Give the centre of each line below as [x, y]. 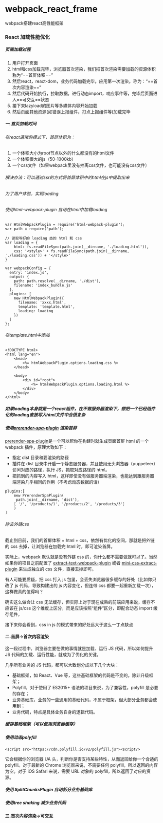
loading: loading [36, 311]
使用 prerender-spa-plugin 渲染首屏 [41, 428]
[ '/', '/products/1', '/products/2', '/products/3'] [69, 504]
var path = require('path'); [35, 229]
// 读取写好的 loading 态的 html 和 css [44, 238]
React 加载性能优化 [27, 37]
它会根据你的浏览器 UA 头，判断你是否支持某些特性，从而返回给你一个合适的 [82, 759]
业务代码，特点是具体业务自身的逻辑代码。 [55, 712]
